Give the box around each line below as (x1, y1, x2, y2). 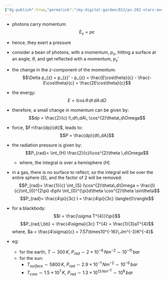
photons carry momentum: (11, 21, 67, 27)
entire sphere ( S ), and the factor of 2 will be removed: (11, 174, 123, 180)
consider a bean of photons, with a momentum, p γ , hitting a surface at (11, 49, 157, 56)
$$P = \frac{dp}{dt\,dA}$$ (59, 132, 115, 138)
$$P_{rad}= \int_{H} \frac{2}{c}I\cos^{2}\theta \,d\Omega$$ (25, 150, 149, 156)
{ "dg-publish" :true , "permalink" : (4, 7, 74, 12)
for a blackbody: (11, 205, 46, 211)
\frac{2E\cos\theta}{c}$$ (79, 80, 131, 86)
